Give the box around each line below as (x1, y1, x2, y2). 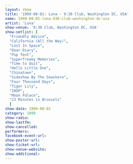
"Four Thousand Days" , (9, 79, 55, 84)
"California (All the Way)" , (9, 39, 68, 44)
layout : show (5, 7, 32, 12)
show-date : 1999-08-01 (5, 106, 51, 112)
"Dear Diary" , (9, 48, 38, 52)
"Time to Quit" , (9, 61, 42, 66)
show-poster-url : (5, 138, 40, 143)
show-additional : (5, 151, 40, 156)
